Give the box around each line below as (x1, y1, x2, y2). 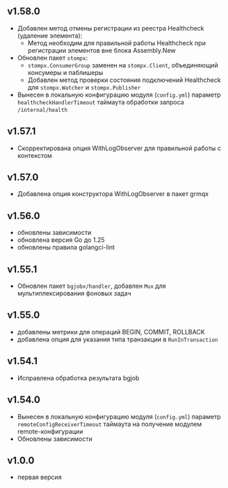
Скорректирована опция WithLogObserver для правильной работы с (17, 144, 221, 152)
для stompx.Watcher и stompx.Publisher (27, 83, 141, 91)
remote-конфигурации (17, 427, 83, 435)
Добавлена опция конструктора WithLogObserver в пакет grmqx (17, 190, 209, 198)
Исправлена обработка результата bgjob (17, 373, 140, 382)
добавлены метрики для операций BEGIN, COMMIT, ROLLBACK (17, 327, 205, 336)
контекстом (17, 151, 52, 159)
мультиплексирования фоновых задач (17, 289, 131, 298)
